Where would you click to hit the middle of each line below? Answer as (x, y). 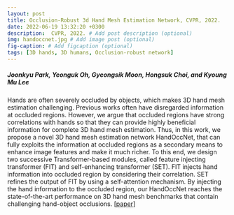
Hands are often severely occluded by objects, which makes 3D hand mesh (116, 100)
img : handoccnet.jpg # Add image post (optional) (81, 40)
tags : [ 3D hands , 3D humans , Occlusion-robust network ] (90, 53)
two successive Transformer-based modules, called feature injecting (106, 159)
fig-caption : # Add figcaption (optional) (70, 46)
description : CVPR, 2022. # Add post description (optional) (100, 33)
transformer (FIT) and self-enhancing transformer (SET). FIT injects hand (112, 166)
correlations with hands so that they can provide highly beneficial (102, 122)
